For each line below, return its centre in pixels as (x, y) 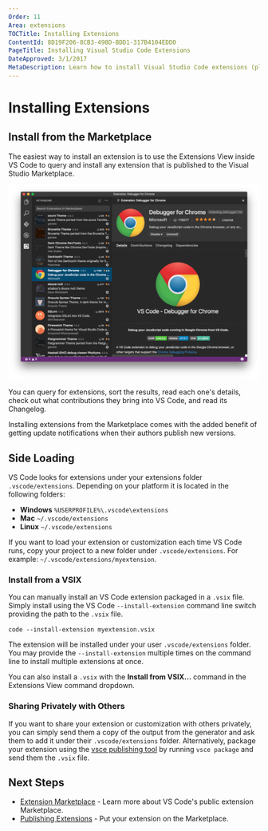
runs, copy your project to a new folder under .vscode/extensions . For (123, 550)
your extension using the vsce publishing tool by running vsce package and (131, 749)
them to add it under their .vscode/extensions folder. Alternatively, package (132, 740)
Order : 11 (25, 17)
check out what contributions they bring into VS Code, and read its (118, 401)
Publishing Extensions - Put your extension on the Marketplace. (124, 819)
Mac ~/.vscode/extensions (64, 518)
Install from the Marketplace (80, 137)
